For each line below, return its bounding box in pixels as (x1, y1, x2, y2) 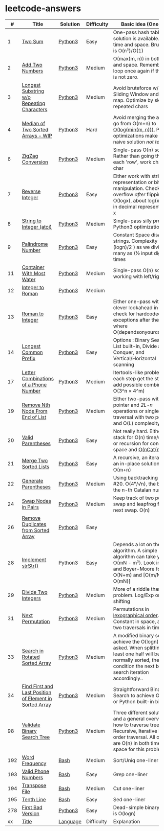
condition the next (113, 663, 155, 669)
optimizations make (113, 132, 158, 139)
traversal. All (126, 734, 155, 740)
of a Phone (21, 381, 47, 388)
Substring (21, 88, 44, 94)
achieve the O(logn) (113, 638, 159, 645)
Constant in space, (113, 618, 156, 624)
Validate (21, 721, 41, 728)
